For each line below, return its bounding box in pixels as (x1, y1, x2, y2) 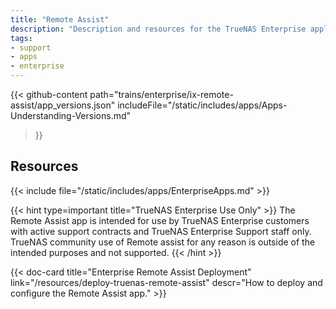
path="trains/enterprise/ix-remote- (89, 89, 234, 100)
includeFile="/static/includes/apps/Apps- (117, 99, 288, 111)
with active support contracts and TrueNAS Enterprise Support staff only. (10, 225, 312, 237)
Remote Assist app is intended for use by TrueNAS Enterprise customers (10, 214, 310, 226)
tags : (10, 33, 33, 43)
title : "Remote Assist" (10, 14, 110, 25)
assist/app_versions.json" (10, 99, 116, 111)
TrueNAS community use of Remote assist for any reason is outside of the (10, 236, 316, 248)
